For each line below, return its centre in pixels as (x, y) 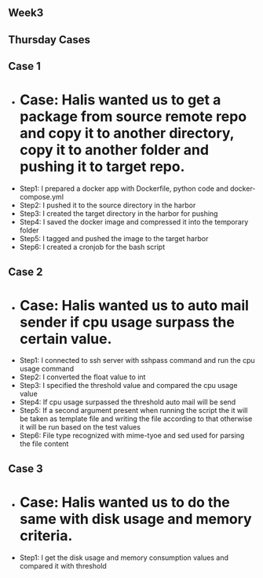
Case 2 (26, 271)
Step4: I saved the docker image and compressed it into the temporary (134, 222)
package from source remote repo (133, 117)
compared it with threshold (63, 565)
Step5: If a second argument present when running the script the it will (133, 411)
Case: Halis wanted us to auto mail (134, 305)
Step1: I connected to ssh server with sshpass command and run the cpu (137, 360)
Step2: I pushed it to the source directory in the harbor (108, 205)
